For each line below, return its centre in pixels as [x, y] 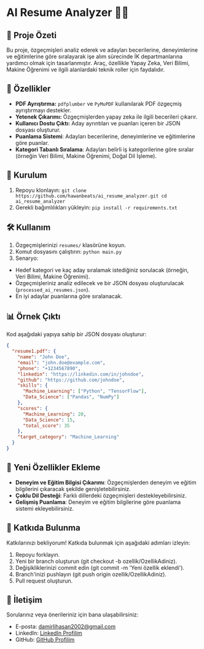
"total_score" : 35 [46, 426]
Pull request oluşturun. [44, 581]
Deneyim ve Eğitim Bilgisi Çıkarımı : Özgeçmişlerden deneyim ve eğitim [106, 482]
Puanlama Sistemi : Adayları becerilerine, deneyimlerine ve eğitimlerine [105, 136]
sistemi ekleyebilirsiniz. [45, 508]
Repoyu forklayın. [37, 554]
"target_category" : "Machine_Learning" [69, 437]
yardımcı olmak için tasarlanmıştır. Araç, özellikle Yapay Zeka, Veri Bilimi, [98, 63]
